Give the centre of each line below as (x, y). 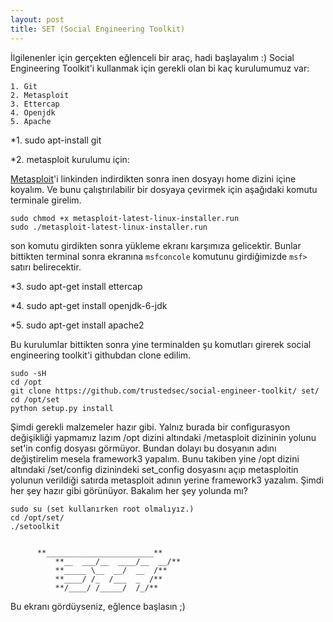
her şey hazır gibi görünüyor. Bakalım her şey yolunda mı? (129, 490)
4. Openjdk (33, 112)
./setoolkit (35, 526)
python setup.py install (62, 408)
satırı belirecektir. (46, 267)
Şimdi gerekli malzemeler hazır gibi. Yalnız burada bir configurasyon (150, 427)
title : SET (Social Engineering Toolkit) (98, 29)
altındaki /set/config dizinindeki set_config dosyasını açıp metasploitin (154, 469)
